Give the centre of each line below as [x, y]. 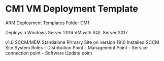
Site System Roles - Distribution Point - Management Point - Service [77, 47]
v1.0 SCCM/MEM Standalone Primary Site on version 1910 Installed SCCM [82, 42]
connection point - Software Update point [49, 53]
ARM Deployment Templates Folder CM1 [47, 23]
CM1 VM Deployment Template [72, 9]
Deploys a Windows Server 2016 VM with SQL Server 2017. [67, 32]
